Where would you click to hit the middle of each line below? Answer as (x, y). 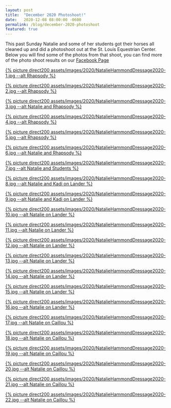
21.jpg (12, 384)
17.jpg (11, 323)
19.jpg (12, 353)
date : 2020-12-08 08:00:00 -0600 (43, 20)
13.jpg (12, 261)
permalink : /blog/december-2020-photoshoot (53, 24)
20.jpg (12, 369)
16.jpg (12, 307)
